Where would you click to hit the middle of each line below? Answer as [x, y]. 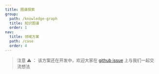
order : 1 [18, 28]
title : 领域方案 [25, 37]
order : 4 [18, 46]
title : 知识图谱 [25, 23]
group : [12, 14]
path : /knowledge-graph [33, 18]
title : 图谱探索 [20, 9]
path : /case [22, 41]
